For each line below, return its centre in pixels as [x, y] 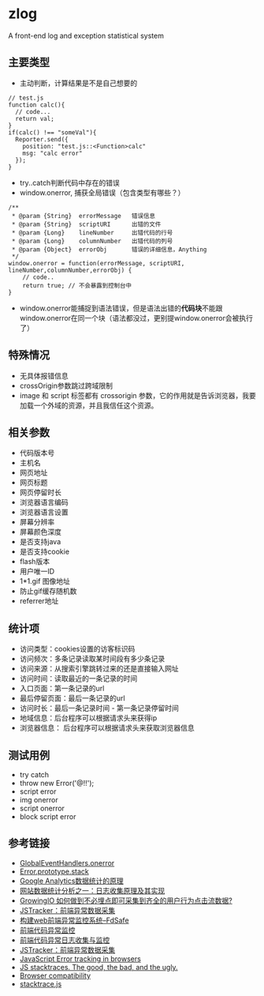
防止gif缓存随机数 [48, 591]
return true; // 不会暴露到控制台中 [77, 285]
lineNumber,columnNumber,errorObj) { [70, 270]
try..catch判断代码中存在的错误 [69, 182]
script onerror [42, 808]
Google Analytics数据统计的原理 [71, 881]
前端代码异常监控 [47, 930]
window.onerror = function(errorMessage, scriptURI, [97, 263]
